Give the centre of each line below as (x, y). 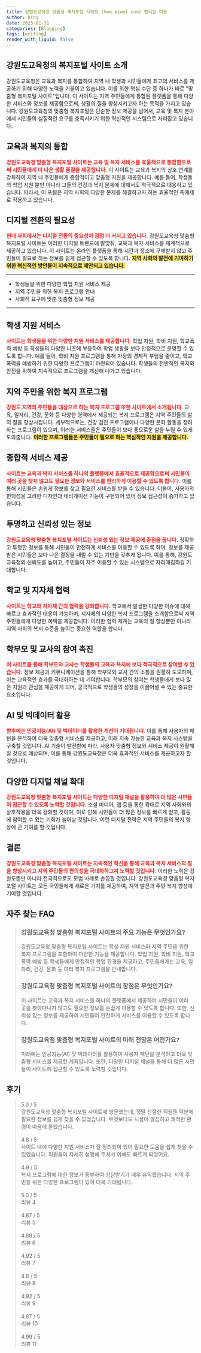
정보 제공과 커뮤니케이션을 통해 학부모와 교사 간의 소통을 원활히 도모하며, (108, 672)
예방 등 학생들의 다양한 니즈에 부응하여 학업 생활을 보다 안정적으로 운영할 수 (100, 349)
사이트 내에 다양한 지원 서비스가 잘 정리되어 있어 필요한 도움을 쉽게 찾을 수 (107, 1147)
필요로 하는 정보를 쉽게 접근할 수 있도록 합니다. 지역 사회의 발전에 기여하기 (108, 258)
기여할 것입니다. (25, 893)
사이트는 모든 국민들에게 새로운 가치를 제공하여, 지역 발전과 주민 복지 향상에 (105, 886)
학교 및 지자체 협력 (38, 591)
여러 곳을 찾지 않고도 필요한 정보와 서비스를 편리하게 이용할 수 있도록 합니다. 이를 (99, 481)
